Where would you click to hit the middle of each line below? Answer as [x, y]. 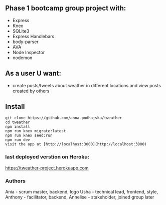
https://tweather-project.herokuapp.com [47, 168]
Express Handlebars [33, 36]
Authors [16, 181]
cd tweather [18, 122]
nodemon [22, 58]
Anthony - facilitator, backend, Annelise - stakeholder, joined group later [80, 197]
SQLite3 [21, 31]
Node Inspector [29, 52]
